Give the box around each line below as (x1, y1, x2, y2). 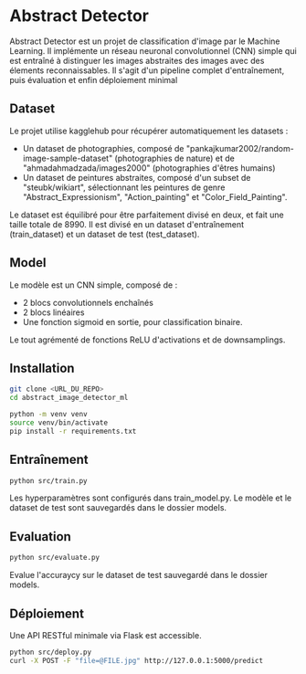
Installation (9, 360, 75, 375)
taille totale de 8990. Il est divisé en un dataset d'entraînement (9, 218, 245, 229)
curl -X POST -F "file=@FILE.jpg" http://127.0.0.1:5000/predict (9, 656, 263, 665)
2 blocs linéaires (22, 307, 85, 318)
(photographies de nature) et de (114, 153, 235, 163)
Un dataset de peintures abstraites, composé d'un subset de (22, 172, 251, 183)
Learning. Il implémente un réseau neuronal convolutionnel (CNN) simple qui (9, 45, 297, 56)
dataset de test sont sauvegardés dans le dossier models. (9, 502, 227, 513)
